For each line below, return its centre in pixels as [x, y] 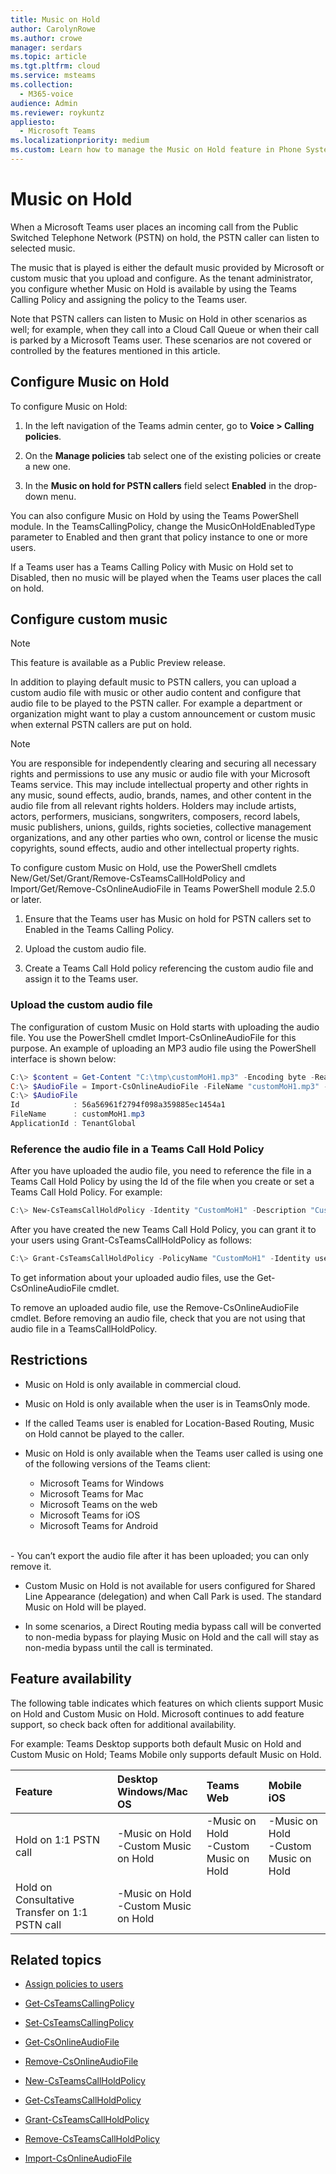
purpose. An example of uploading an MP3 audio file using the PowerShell [163, 1048]
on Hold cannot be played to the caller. [104, 1433]
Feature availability [71, 1679]
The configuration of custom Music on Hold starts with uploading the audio [165, 1027]
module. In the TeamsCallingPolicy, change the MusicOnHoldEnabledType [163, 526]
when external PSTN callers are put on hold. [101, 725]
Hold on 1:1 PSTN [57, 1839]
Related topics [56, 1960]
